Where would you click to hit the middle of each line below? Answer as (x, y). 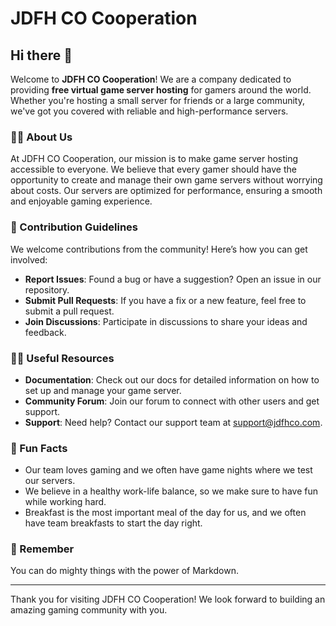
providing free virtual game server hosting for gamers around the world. (161, 90)
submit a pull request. (69, 311)
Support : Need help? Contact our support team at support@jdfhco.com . (173, 422)
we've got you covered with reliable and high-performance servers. (149, 111)
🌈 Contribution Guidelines (74, 227)
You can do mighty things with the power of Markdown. (125, 571)
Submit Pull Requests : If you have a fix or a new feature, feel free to (165, 300)
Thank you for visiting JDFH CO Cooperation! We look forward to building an (168, 599)
